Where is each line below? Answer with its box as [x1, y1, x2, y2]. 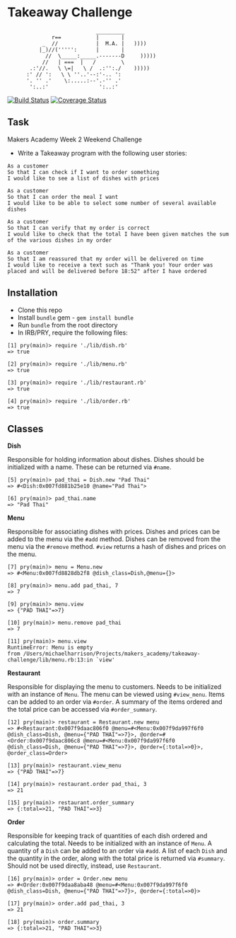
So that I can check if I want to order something [7, 168, 160, 175]
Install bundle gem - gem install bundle [17, 313, 134, 322]
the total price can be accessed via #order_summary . [7, 705, 158, 714]
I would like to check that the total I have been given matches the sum [7, 231, 230, 238]
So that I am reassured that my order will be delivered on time [7, 255, 203, 262]
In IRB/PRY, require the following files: [17, 328, 129, 337]
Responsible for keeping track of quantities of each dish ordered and [7, 832, 208, 840]
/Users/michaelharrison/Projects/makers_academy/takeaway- [23, 650, 201, 658]
